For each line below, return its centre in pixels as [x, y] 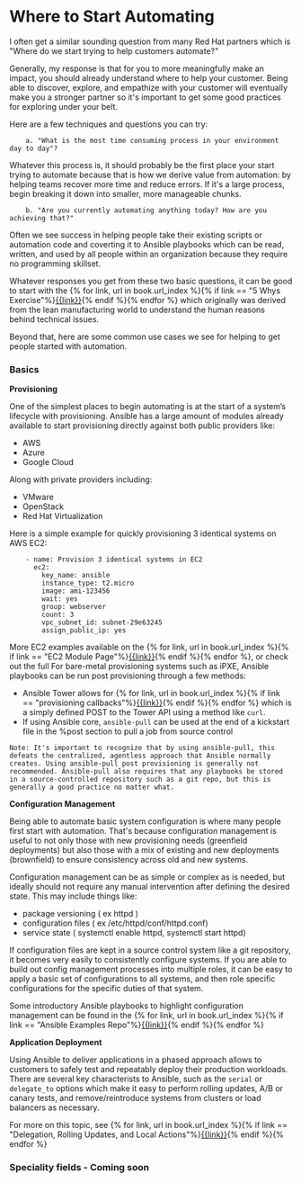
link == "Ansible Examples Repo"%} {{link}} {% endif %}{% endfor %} [137, 1025]
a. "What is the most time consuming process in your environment [152, 140]
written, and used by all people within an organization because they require [149, 254]
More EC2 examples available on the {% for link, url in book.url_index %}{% [149, 647]
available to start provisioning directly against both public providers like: [142, 425]
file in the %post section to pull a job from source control [128, 731]
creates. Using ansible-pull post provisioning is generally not [134, 764]
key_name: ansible [76, 576]
